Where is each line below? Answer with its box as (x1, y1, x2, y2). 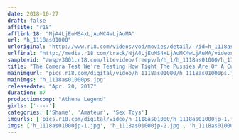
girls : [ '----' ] (7, 103, 55, 110)
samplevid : (7, 57, 40, 64)
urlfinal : (7, 50, 37, 57)
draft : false (7, 17, 46, 24)
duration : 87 (7, 89, 46, 96)
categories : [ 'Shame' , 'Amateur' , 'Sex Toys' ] (7, 109, 148, 116)
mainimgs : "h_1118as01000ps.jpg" (7, 76, 107, 83)
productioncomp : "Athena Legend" (7, 96, 107, 103)
